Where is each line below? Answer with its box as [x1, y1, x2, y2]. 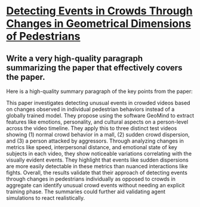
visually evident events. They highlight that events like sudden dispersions [6, 156, 189, 163]
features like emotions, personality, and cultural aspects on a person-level [6, 118, 189, 125]
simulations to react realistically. [6, 194, 85, 201]
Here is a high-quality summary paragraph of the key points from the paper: [6, 88, 193, 95]
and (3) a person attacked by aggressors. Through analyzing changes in [6, 137, 184, 144]
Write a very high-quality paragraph [6, 53, 143, 63]
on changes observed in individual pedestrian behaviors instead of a [6, 106, 175, 113]
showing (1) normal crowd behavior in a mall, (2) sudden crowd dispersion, [6, 131, 190, 138]
